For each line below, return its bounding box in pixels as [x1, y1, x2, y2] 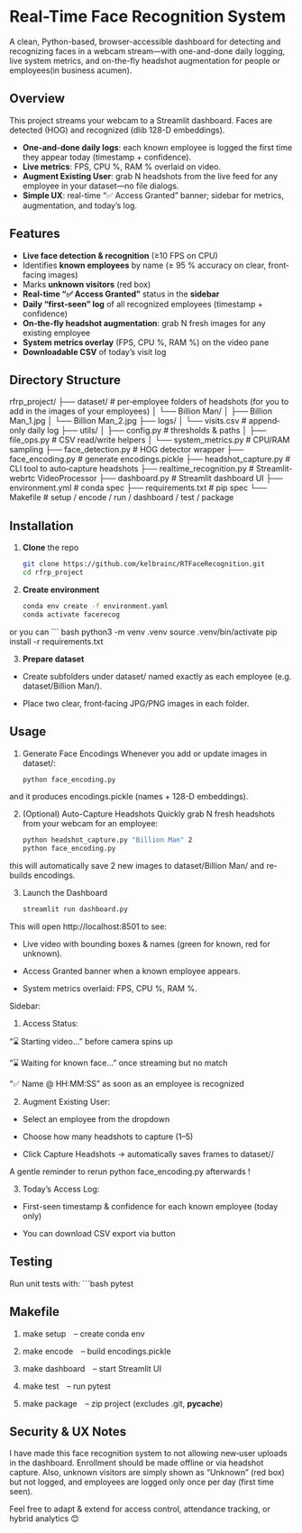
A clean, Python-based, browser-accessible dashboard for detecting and [9, 36, 281, 47]
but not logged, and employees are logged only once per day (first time [9, 1476, 275, 1488]
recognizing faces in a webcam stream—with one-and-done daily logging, [9, 45, 286, 56]
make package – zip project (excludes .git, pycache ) [22, 1398, 224, 1409]
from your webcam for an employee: [22, 818, 159, 829]
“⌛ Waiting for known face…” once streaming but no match [9, 1057, 228, 1068]
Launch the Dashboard [22, 888, 108, 899]
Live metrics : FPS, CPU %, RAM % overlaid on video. [22, 160, 222, 172]
